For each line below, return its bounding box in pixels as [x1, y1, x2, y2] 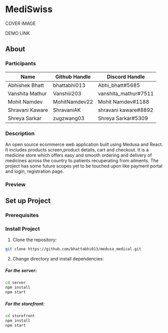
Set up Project [5, 197, 51, 205]
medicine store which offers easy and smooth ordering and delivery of [5, 152, 152, 158]
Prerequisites [5, 212, 39, 219]
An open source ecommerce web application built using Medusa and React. [5, 141, 163, 147]
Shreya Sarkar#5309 [98, 115, 148, 122]
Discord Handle [107, 73, 145, 80]
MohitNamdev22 [53, 98, 94, 105]
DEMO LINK [5, 30, 30, 36]
